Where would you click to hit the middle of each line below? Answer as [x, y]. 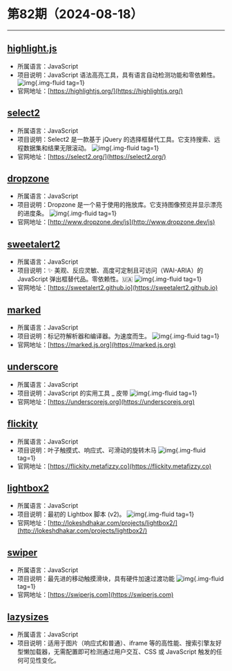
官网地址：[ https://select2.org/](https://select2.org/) [91, 156]
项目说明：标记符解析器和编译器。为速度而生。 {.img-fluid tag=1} [118, 336]
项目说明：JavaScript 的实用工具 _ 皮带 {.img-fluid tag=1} [107, 393]
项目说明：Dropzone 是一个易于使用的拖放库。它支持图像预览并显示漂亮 [119, 205]
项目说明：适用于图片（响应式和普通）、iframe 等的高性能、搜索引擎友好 [119, 643]
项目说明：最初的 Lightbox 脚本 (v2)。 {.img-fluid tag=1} [106, 514]
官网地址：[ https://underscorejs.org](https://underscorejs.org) [106, 401]
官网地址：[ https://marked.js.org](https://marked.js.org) [96, 344]
